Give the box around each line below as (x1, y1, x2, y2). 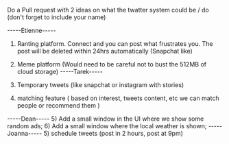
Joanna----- (7, 130, 43, 137)
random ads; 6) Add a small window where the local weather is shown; (7, 122, 207, 130)
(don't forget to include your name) (7, 13, 106, 21)
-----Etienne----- (7, 27, 56, 34)
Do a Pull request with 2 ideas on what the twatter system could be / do (7, 6, 209, 14)
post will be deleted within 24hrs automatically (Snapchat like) (16, 47, 193, 55)
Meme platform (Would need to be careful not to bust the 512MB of (16, 60, 207, 68)
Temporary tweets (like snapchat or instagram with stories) (16, 81, 184, 88)
